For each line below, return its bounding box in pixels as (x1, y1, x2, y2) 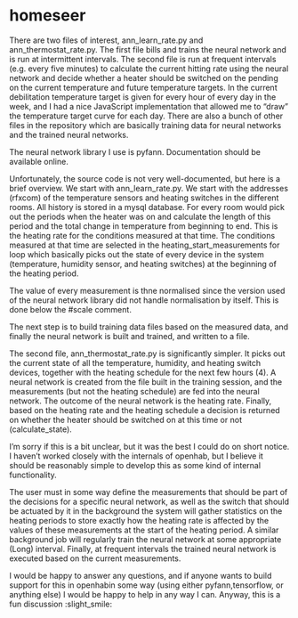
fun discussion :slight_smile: (9, 598, 113, 609)
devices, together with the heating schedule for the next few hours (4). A (9, 367, 277, 378)
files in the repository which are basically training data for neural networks (9, 119, 282, 130)
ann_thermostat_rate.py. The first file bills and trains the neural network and (9, 44, 286, 54)
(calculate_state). (9, 424, 73, 435)
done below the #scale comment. (9, 304, 132, 314)
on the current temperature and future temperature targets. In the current (9, 82, 278, 93)
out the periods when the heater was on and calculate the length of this (9, 211, 271, 222)
